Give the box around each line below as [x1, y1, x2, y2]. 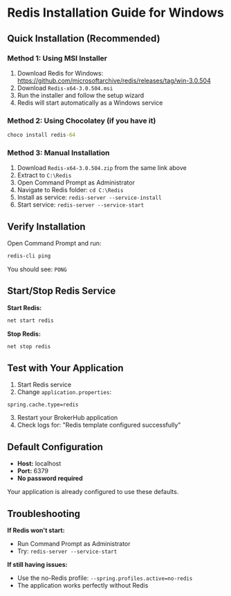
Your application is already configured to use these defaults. [7, 488, 179, 496]
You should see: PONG [7, 265, 67, 273]
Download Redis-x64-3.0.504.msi [17, 83, 113, 92]
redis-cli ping [7, 253, 51, 259]
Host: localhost [17, 459, 62, 468]
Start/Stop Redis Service [7, 285, 116, 297]
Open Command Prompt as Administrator [17, 178, 135, 187]
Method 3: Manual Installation [7, 148, 110, 157]
